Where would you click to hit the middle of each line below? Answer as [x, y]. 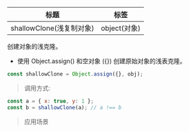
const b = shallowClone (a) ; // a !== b [64, 107]
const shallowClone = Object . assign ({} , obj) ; [75, 74]
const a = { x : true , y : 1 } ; [51, 101]
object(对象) [121, 28]
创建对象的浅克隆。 [34, 46]
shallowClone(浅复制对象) [52, 28]
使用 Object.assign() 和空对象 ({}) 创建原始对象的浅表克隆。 [101, 61]
